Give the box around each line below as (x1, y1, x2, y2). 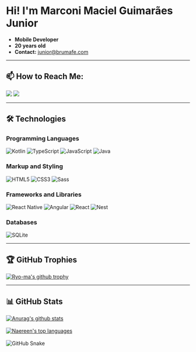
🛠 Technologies (6, 114, 66, 124)
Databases (6, 218, 37, 226)
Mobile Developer (14, 36, 59, 43)
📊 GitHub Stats (6, 296, 63, 306)
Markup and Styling (6, 162, 63, 170)
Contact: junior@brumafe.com (14, 48, 89, 55)
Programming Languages (6, 135, 80, 143)
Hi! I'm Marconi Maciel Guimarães (6, 4, 173, 18)
